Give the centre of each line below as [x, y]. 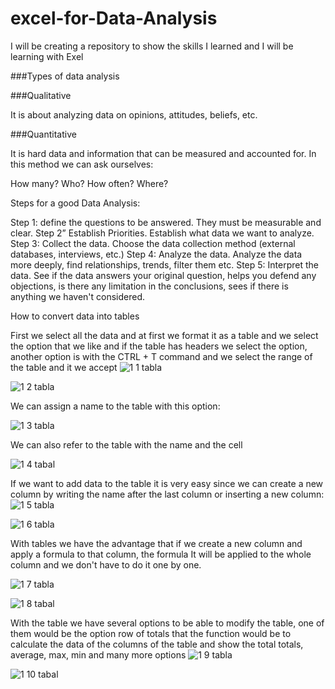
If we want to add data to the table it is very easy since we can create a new [167, 483]
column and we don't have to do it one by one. [106, 564]
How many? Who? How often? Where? [89, 183]
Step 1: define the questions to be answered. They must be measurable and [166, 222]
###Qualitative [41, 95]
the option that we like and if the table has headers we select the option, [159, 346]
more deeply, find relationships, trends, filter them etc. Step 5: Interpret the [164, 264]
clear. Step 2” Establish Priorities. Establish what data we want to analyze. [162, 233]
